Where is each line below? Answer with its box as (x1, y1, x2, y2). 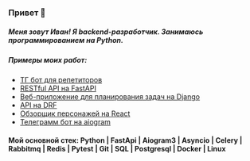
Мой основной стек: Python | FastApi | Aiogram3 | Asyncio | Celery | (8, 135, 243, 145)
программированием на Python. (8, 35, 123, 44)
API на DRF (19, 101, 57, 110)
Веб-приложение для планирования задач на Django (19, 92, 201, 102)
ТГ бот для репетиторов (19, 75, 103, 85)
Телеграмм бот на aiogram (19, 117, 111, 127)
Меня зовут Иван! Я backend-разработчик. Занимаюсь (8, 27, 204, 36)
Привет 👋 (8, 7, 46, 18)
